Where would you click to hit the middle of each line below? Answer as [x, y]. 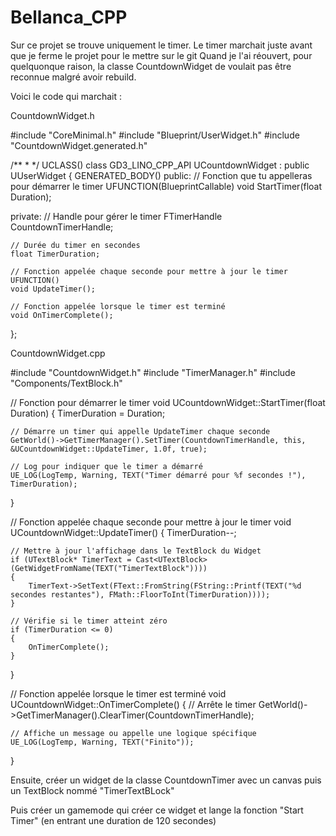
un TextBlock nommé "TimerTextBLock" [92, 790]
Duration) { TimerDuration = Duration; [88, 413]
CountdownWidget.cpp [58, 353]
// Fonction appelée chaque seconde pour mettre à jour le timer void [151, 522]
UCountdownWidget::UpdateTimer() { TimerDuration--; [123, 532]
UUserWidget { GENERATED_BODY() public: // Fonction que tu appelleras [161, 175]
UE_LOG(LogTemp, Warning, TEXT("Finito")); [102, 742]
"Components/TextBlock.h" [66, 383]
